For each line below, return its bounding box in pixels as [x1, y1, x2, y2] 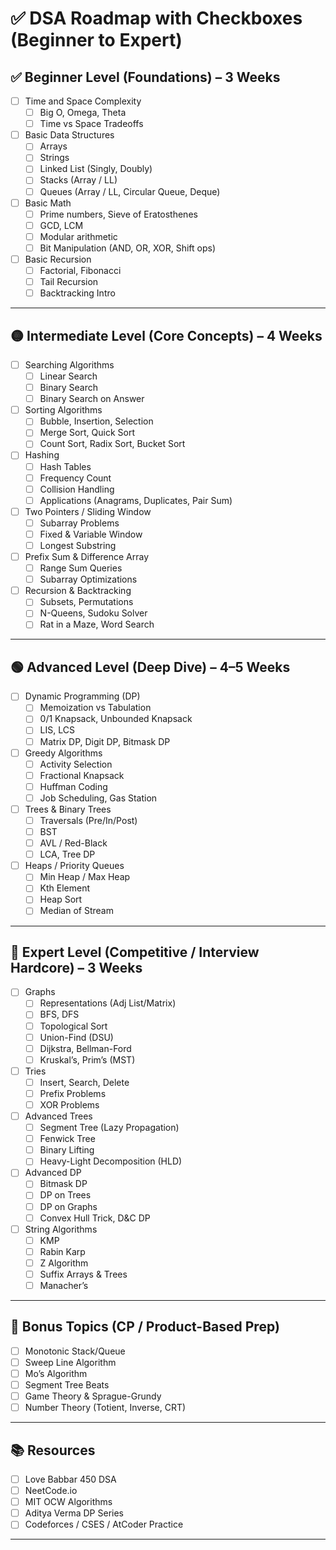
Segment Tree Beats [24, 1379, 110, 1391]
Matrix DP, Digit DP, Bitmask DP [39, 735, 171, 747]
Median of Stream [39, 905, 114, 917]
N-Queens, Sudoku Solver [39, 607, 148, 619]
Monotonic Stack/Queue [24, 1345, 126, 1357]
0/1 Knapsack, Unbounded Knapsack [39, 713, 193, 725]
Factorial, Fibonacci [39, 264, 122, 276]
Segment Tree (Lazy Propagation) [39, 1122, 180, 1134]
